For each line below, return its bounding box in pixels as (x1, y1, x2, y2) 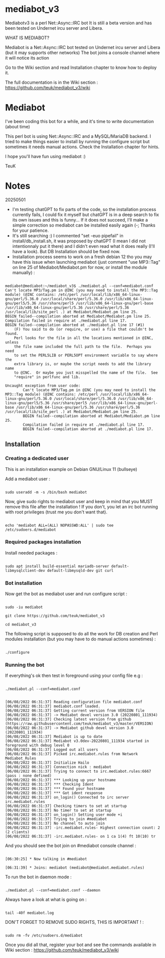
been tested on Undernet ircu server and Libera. (5, 25, 104, 31)
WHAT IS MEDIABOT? (5, 35, 49, 41)
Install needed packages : (5, 550, 58, 556)
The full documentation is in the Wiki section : (5, 79, 98, 85)
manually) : (12, 269, 36, 276)
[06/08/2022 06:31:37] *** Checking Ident (5, 782, 94, 787)
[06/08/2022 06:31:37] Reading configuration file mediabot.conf (5, 700, 142, 705)
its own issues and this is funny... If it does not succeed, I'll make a (12, 217, 148, 223)
